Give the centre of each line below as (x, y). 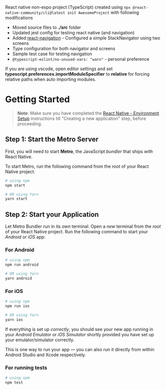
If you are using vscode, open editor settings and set (59, 69)
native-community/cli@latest (35, 13)
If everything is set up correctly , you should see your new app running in (79, 329)
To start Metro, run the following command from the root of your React (77, 166)
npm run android (22, 265)
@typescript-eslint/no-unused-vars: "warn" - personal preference (81, 59)
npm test (14, 383)
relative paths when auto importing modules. (51, 79)
